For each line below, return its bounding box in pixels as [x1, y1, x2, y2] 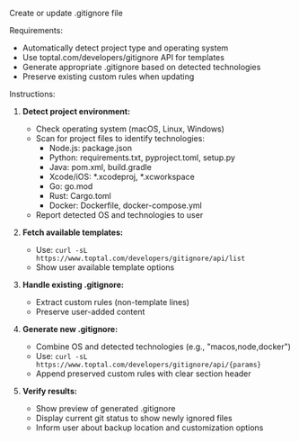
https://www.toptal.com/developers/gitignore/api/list [35, 254, 245, 263]
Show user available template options [35, 262, 175, 273]
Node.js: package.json [48, 143, 133, 153]
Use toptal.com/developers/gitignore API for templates [22, 52, 224, 62]
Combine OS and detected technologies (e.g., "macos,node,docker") [35, 341, 292, 352]
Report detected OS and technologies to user [35, 210, 204, 220]
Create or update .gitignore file [9, 8, 123, 18]
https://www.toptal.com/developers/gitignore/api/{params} [35, 360, 262, 369]
